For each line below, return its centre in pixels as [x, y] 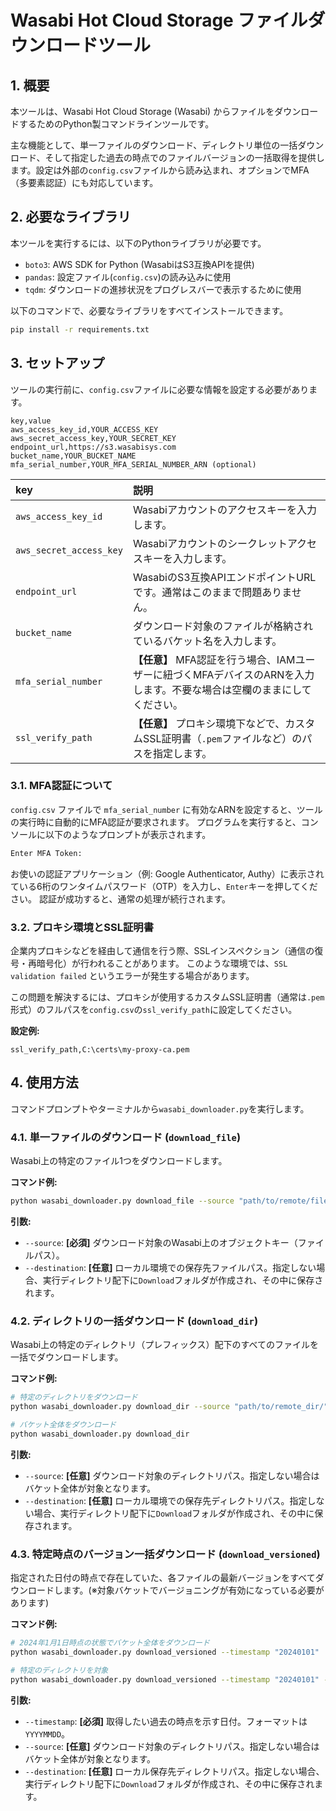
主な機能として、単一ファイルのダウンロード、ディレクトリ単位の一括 [154, 145]
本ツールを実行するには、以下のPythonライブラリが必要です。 [138, 243]
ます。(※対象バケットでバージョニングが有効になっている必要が [193, 1590]
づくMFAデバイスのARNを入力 [243, 674]
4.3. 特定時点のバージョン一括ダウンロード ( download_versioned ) [165, 1554]
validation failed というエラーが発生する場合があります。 [132, 975]
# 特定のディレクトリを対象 [59, 1670]
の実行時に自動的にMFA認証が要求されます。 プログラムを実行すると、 [156, 822]
